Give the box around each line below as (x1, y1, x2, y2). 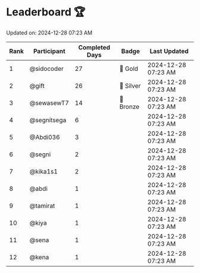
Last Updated (149, 46, 189, 55)
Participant (33, 46, 65, 55)
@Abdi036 (29, 133, 61, 141)
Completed (78, 43, 111, 51)
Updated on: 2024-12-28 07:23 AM (6, 29, 93, 36)
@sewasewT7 (29, 98, 70, 107)
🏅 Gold (119, 64, 139, 73)
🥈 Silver (119, 82, 141, 90)
